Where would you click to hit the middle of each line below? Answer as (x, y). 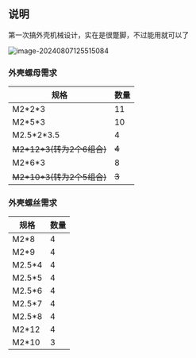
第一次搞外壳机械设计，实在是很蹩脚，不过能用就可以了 (98, 35)
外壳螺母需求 (33, 72)
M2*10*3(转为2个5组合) (60, 177)
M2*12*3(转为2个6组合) (60, 149)
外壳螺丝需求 (33, 203)
